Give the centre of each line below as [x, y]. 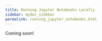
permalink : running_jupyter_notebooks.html [51, 19]
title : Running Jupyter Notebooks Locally [50, 10]
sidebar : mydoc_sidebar [30, 14]
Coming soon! [19, 33]
